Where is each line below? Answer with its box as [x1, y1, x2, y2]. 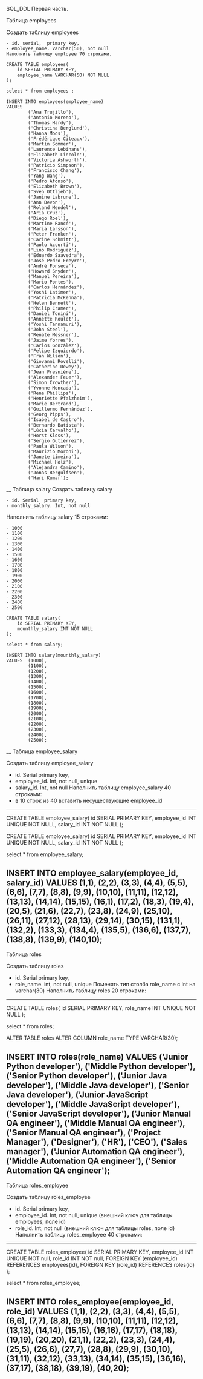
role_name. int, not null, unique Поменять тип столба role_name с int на [14, 980, 196, 988]
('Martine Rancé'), [28, 221, 77, 227]
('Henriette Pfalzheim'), [28, 396, 94, 402]
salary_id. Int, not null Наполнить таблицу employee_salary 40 [14, 784, 171, 791]
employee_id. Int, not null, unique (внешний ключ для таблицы [14, 1211, 173, 1218]
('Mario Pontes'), [28, 279, 74, 285]
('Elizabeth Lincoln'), [28, 151, 88, 158]
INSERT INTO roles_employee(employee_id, [6, 1297, 174, 1308]
